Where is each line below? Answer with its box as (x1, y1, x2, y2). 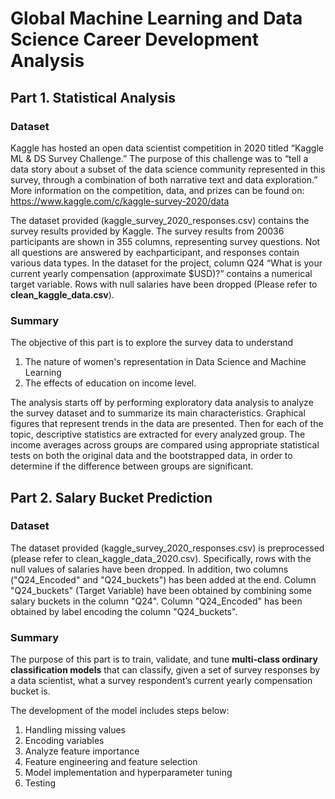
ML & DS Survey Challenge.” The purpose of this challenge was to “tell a (10, 152, 309, 164)
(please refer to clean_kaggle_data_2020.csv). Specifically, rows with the (10, 552, 312, 564)
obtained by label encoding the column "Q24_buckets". (10, 605, 238, 617)
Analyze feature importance (24, 745, 140, 757)
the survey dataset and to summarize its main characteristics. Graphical (10, 407, 306, 419)
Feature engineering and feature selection (24, 756, 198, 768)
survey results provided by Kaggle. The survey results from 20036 (10, 225, 285, 237)
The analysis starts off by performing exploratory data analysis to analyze (10, 397, 314, 409)
